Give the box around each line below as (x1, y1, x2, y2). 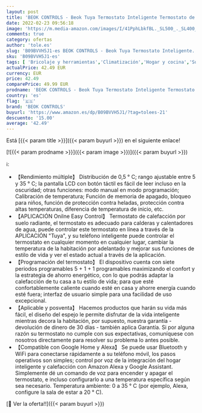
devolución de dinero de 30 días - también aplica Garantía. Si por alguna (14, 324, 195, 331)
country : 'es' (6, 92, 42, 98)
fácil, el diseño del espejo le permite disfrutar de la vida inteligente (14, 311, 180, 318)
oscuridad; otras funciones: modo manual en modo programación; (14, 187, 180, 194)
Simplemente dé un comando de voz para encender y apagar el (14, 370, 173, 377)
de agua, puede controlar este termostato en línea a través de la (14, 226, 174, 233)
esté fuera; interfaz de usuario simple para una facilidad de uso (14, 291, 173, 298)
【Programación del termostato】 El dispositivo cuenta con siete (14, 259, 175, 266)
